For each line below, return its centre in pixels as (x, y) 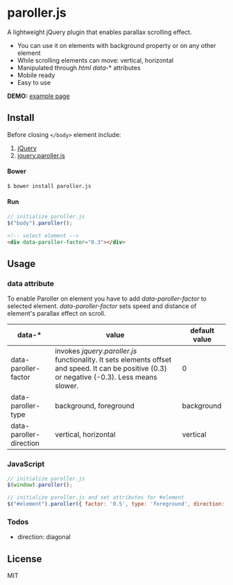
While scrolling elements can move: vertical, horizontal (95, 60)
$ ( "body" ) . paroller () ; (40, 223)
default (202, 330)
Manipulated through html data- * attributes (79, 67)
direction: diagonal (44, 537)
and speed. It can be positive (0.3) (111, 369)
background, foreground (95, 406)
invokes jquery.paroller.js (96, 351)
